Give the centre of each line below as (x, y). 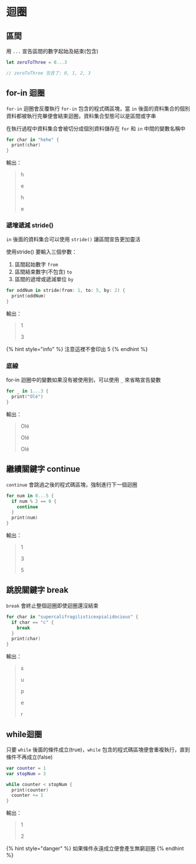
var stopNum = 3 (26, 773)
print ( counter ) (30, 790)
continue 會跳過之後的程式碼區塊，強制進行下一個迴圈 (72, 484)
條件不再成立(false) (30, 757)
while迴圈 (24, 734)
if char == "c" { (33, 622)
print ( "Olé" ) (27, 397)
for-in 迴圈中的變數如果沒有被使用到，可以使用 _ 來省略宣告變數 (84, 380)
